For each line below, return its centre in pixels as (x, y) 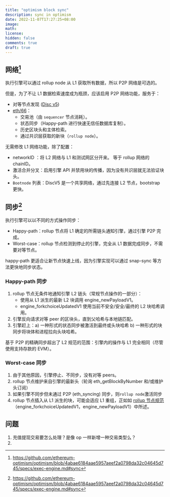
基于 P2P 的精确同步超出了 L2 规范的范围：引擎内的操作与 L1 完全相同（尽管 (84, 342)
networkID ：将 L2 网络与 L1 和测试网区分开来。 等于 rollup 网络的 (81, 158)
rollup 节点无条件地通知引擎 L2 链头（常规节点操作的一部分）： (77, 293)
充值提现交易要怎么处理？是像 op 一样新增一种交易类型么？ (74, 437)
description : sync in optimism (38, 15)
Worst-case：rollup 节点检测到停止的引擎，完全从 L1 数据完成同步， (83, 244)
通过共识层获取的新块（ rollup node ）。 (60, 136)
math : (11, 29)
